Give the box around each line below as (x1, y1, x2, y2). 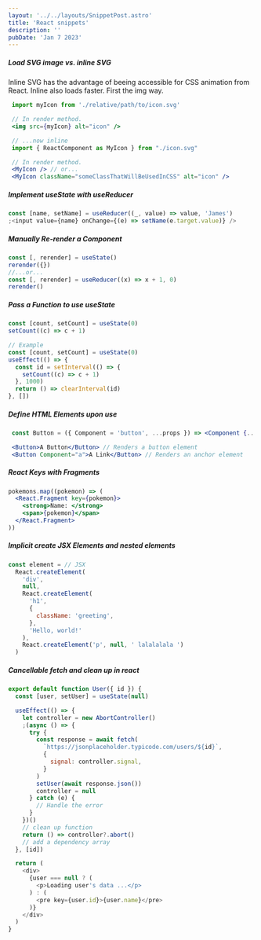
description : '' (8, 26, 61, 34)
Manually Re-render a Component (8, 233, 123, 244)
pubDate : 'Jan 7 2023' (8, 33, 82, 42)
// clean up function (22, 823, 92, 832)
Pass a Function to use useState (8, 299, 116, 309)
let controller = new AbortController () (22, 714, 156, 722)
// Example (8, 341, 44, 349)
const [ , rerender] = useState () (8, 253, 118, 262)
